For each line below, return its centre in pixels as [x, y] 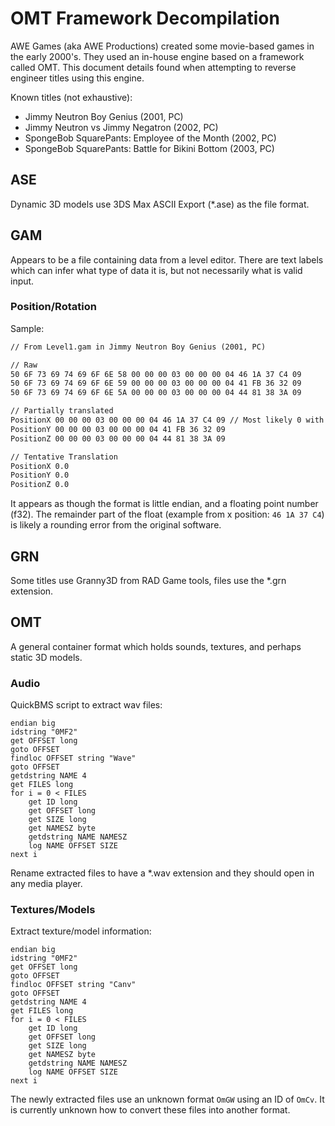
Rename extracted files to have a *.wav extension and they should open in [162, 873]
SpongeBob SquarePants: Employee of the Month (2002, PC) [150, 138]
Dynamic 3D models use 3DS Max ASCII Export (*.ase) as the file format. [160, 204]
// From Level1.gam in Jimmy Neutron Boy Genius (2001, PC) [138, 347]
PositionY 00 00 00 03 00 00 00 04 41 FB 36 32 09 [118, 429]
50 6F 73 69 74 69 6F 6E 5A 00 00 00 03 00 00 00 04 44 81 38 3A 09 [156, 393]
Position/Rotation [53, 307]
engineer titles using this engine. [77, 78]
